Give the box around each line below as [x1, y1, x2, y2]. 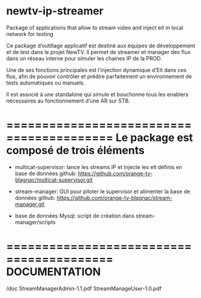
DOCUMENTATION [6, 265, 101, 279]
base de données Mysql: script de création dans [14, 212, 135, 219]
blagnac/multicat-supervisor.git [14, 176, 93, 183]
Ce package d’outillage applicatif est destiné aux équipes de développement [6, 42, 196, 49]
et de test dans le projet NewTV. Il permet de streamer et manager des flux [6, 48, 191, 55]
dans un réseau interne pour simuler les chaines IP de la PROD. [6, 55, 162, 62]
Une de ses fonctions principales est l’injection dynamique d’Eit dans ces [6, 66, 187, 73]
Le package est [115, 131, 193, 145]
